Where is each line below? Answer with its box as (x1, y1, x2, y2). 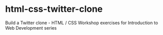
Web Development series (5, 25, 57, 31)
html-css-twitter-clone (5, 3, 103, 15)
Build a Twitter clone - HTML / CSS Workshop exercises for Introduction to (5, 20, 159, 26)
